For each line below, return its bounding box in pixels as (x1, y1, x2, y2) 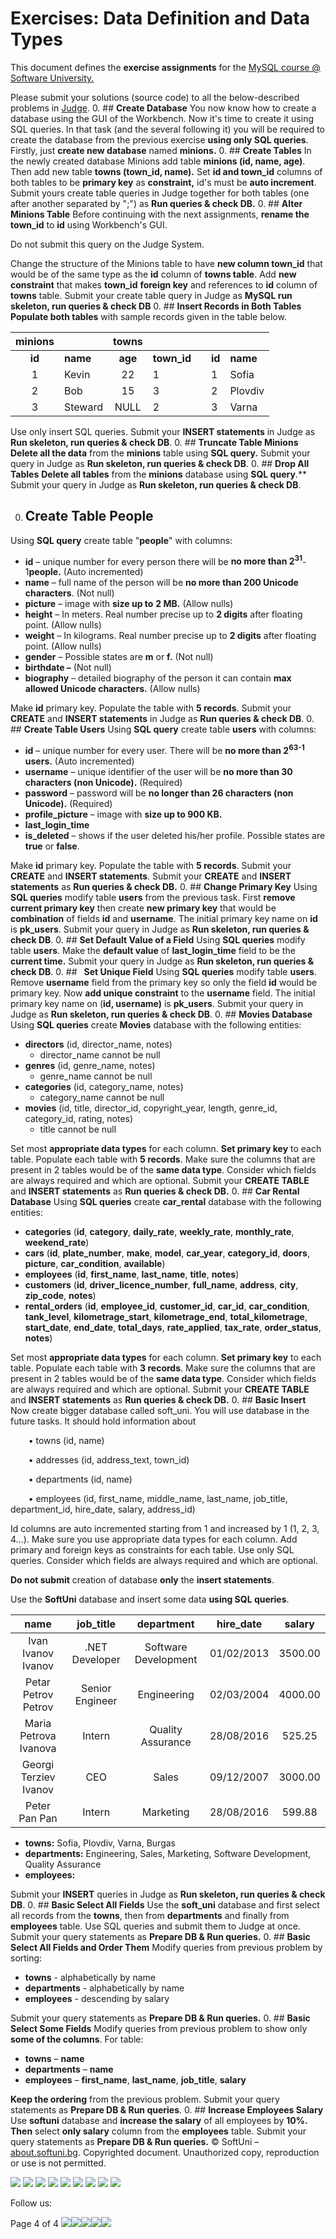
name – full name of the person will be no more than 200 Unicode (24, 577, 299, 589)
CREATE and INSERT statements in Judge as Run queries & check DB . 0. (10, 713, 315, 725)
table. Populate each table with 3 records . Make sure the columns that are (10, 1362, 316, 1374)
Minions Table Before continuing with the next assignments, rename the (10, 208, 310, 220)
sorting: (10, 1952, 43, 1964)
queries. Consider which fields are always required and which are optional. (10, 1555, 318, 1567)
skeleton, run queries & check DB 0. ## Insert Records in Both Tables (10, 300, 302, 312)
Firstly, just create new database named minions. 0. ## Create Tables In (10, 144, 312, 156)
